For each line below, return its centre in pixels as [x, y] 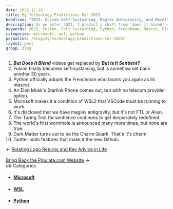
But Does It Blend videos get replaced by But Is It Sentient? [76, 63]
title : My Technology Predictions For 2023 [53, 15]
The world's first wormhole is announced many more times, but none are [90, 123]
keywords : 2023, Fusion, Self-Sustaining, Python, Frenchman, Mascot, [83, 29]
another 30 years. [32, 74]
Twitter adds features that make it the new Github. [66, 139]
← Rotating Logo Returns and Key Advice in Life [56, 149]
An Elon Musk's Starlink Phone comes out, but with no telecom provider [89, 90]
